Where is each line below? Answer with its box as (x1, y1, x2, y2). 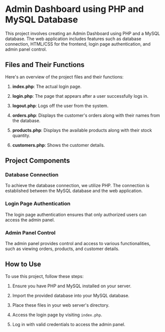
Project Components (5, 156, 70, 165)
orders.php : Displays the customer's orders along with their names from (12, 112, 161, 118)
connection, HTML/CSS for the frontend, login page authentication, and (5, 41, 151, 47)
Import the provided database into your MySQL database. (12, 292, 130, 298)
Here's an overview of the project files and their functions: (5, 73, 124, 80)
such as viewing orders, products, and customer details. (5, 246, 120, 252)
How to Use (5, 260, 41, 268)
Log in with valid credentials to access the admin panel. (12, 321, 125, 327)
